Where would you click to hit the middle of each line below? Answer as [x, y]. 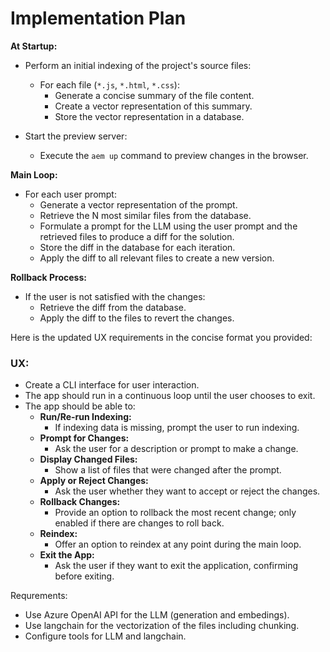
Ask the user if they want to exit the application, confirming [176, 566]
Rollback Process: [48, 277]
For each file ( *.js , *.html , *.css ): [109, 84]
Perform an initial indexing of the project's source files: [138, 65]
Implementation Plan [98, 18]
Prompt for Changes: [84, 438]
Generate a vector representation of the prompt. [138, 204]
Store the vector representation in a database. [149, 116]
